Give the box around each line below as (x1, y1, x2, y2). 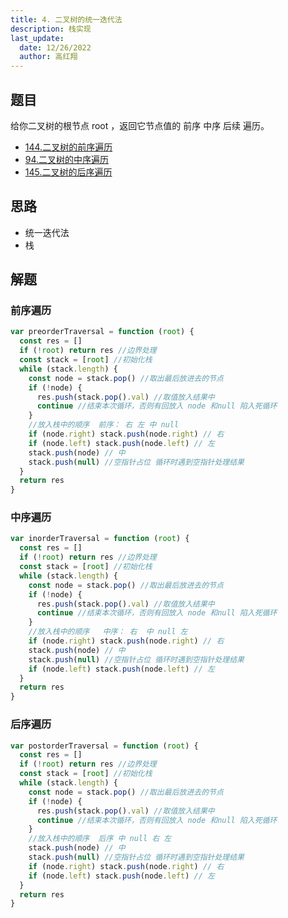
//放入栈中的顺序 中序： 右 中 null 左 (28, 627, 188, 637)
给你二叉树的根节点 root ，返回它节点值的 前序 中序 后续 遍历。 (10, 119, 270, 131)
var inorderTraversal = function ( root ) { (10, 534, 190, 544)
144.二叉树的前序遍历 (24, 141, 113, 153)
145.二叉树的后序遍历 (24, 166, 113, 178)
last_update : (10, 33, 65, 43)
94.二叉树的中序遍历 (24, 153, 110, 165)
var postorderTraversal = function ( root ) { (10, 741, 199, 751)
